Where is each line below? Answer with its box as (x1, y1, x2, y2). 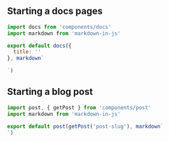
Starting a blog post (7, 86, 94, 98)
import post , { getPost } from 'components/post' (7, 104, 152, 111)
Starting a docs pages (7, 5, 103, 17)
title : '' (13, 48, 41, 55)
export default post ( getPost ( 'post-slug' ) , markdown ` (7, 123, 164, 130)
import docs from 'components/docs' (7, 23, 112, 30)
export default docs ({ (7, 42, 72, 49)
